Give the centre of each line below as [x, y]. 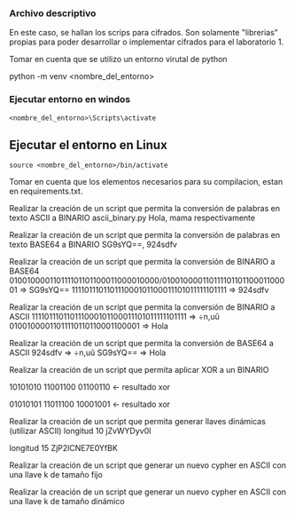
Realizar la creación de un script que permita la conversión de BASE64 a [142, 344]
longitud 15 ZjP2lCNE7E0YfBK [63, 448]
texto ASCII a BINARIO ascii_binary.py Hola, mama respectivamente [132, 218]
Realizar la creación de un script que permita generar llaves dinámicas [137, 422]
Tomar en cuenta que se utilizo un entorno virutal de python [118, 59]
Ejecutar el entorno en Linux [89, 145]
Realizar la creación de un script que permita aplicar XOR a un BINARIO [139, 370]
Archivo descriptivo [53, 13]
